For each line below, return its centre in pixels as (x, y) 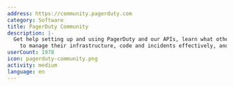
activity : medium (32, 65)
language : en (26, 71)
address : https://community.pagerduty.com (70, 14)
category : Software (36, 20)
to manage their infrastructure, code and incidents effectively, (118, 46)
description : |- (31, 33)
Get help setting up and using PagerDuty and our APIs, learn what (114, 40)
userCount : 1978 (31, 53)
